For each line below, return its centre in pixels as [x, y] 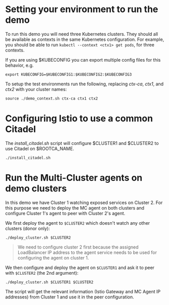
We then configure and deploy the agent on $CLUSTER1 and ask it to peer [80, 267]
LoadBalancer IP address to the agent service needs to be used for [87, 252]
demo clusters [36, 189]
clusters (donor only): [28, 228]
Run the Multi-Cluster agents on [74, 178]
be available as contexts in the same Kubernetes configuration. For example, [85, 39]
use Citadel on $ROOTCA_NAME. [40, 148]
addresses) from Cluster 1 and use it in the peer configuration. [70, 297]
